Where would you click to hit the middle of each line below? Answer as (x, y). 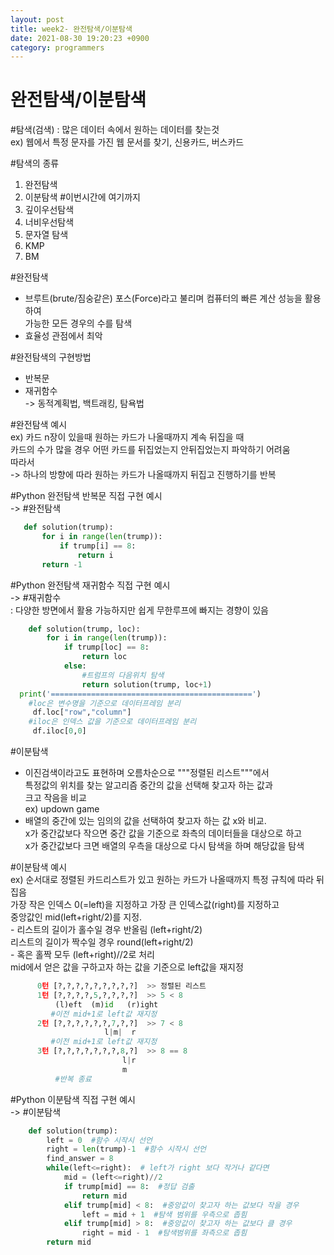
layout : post (37, 19)
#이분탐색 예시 (39, 867)
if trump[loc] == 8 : (106, 647)
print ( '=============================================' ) (140, 694)
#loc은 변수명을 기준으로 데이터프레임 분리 (104, 703)
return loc (104, 657)
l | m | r (120, 1032)
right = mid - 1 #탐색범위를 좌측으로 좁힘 (164, 1233)
